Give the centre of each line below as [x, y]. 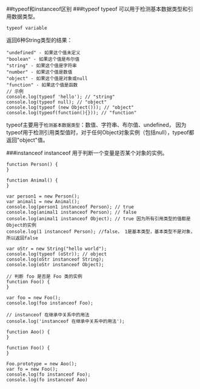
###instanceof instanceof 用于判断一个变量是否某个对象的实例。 [87, 153]
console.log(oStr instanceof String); [55, 260]
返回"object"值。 [27, 140]
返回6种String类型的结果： [39, 40]
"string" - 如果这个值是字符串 [42, 66]
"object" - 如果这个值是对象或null [47, 78]
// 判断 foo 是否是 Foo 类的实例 [45, 277]
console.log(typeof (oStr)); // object [57, 254]
